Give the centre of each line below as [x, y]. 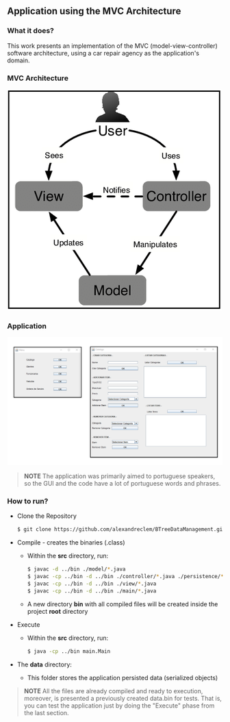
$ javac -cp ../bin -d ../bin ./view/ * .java [92, 584]
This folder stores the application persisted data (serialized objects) [123, 677]
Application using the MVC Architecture [94, 11]
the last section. [47, 712]
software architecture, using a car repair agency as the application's [103, 53]
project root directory [57, 611]
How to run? [28, 501]
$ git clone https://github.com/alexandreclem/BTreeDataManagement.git [121, 530]
